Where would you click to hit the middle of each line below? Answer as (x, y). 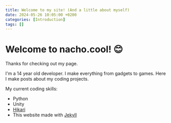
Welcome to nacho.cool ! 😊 (64, 50)
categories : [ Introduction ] (35, 19)
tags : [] (15, 24)
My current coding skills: (32, 89)
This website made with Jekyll (45, 115)
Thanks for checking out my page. (42, 64)
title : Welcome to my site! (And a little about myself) (68, 10)
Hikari (19, 110)
